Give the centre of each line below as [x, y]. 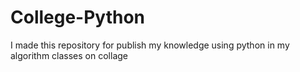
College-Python [78, 17]
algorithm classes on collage [69, 55]
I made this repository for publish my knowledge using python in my [150, 45]
